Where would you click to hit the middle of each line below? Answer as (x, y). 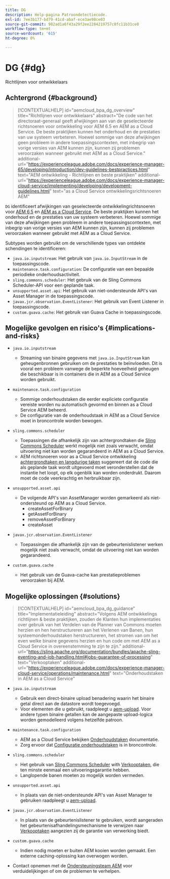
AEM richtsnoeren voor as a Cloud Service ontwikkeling (78, 457)
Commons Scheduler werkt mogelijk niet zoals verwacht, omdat (87, 446)
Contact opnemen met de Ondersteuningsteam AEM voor (72, 866)
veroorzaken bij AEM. (42, 580)
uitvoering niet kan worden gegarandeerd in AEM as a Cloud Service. (92, 451)
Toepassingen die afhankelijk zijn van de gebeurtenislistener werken (92, 545)
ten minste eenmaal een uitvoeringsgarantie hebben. (75, 770)
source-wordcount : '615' (31, 33)
